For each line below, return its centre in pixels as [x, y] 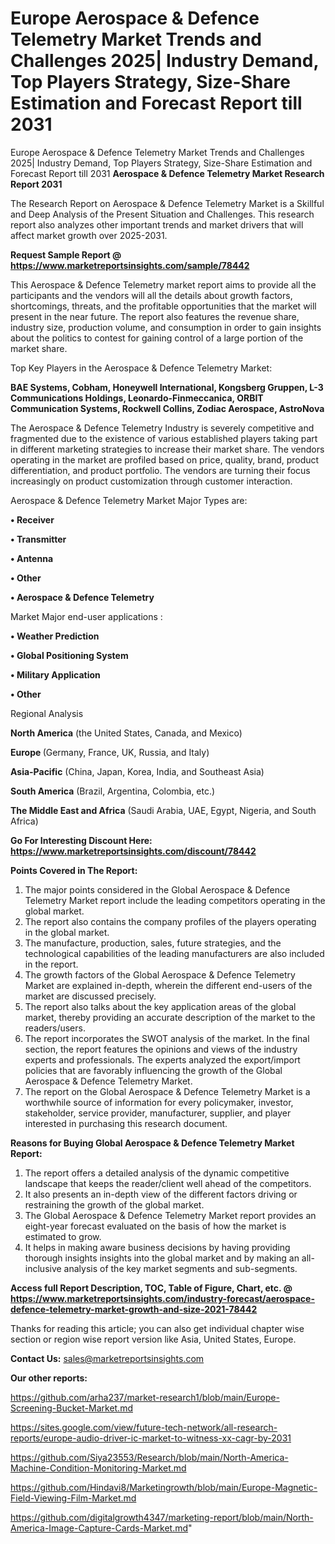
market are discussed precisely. [90, 996]
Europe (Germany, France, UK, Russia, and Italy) [110, 752]
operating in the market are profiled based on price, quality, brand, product [165, 459]
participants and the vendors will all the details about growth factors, [151, 295]
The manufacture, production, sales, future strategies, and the [153, 943]
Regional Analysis [47, 713]
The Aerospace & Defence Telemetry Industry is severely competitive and [162, 428]
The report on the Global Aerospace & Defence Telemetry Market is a [167, 1091]
